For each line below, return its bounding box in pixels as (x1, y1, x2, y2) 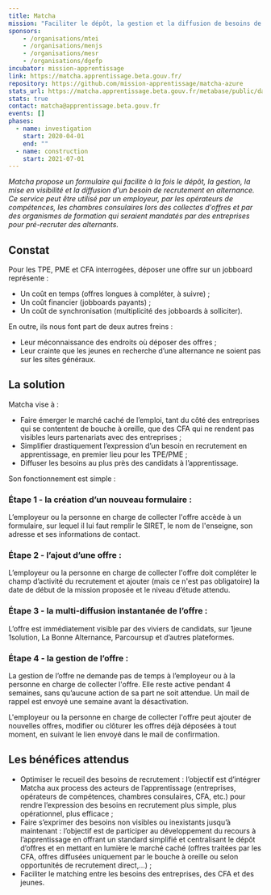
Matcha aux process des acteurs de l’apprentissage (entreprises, (19, 783, 236, 792)
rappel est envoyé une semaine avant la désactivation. (8, 697, 190, 707)
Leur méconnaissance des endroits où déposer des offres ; (19, 337, 217, 348)
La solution (8, 378, 65, 392)
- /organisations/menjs (23, 42, 103, 50)
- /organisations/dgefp (23, 57, 103, 65)
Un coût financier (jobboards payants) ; (19, 298, 152, 307)
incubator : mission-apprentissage (8, 65, 125, 73)
